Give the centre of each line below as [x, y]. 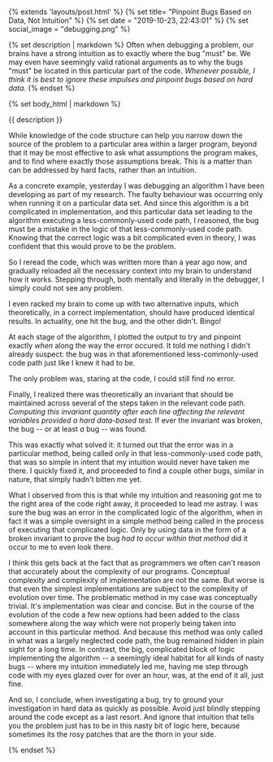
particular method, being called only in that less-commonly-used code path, [136, 453]
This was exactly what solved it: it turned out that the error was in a [121, 444]
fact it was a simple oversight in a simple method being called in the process [136, 521]
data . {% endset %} [42, 88]
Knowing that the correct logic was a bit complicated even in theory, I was [132, 238]
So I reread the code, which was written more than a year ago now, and [128, 262]
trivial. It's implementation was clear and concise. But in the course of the [131, 606]
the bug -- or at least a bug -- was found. [78, 429]
